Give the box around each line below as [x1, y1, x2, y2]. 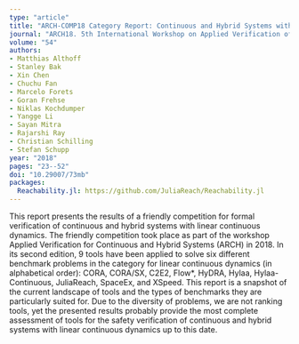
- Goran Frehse [9, 95, 66, 105]
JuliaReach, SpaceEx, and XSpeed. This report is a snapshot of [55, 277, 287, 287]
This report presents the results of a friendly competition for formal [9, 211, 255, 221]
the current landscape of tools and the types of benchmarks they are [9, 286, 263, 297]
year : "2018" [9, 153, 58, 163]
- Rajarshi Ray [9, 129, 66, 138]
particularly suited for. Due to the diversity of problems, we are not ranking [9, 296, 283, 307]
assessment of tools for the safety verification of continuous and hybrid [9, 315, 272, 325]
